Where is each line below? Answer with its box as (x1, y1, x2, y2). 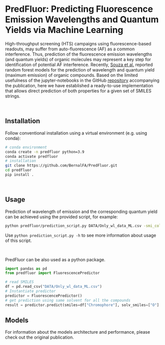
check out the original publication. (5, 334, 74, 341)
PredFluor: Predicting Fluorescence (5, 3, 153, 15)
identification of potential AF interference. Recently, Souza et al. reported (5, 62, 153, 68)
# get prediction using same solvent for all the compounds (5, 298, 131, 303)
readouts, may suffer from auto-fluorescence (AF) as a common (5, 46, 135, 52)
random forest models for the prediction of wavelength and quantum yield (5, 67, 155, 72)
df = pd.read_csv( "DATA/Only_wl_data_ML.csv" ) (5, 284, 102, 289)
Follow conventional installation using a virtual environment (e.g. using (5, 130, 147, 136)
